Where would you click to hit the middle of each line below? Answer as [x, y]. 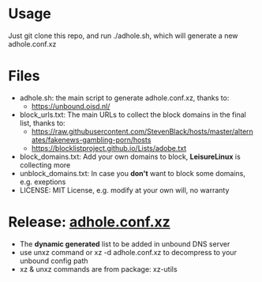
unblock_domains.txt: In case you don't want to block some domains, [133, 173]
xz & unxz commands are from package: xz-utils [98, 269]
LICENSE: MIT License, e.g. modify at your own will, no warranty [124, 190]
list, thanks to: [42, 122]
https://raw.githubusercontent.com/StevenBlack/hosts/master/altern [142, 131]
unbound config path [54, 261]
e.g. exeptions [43, 182]
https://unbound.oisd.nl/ [71, 106]
